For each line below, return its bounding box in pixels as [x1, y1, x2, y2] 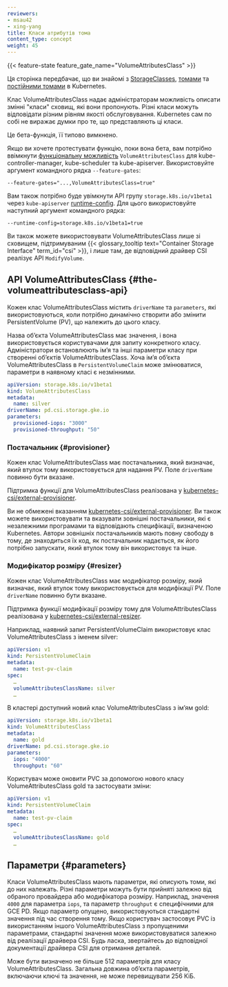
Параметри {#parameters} [7, 859, 127, 871]
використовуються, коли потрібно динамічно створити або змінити [7, 310, 207, 319]
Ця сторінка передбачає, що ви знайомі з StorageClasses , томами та [7, 75, 209, 83]
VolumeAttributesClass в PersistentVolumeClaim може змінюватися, [7, 360, 203, 368]
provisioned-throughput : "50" [13, 426, 100, 433]
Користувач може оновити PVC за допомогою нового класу [7, 775, 185, 783]
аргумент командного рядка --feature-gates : [7, 167, 141, 174]
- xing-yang [7, 23, 41, 30]
